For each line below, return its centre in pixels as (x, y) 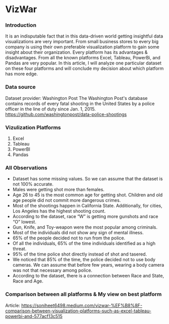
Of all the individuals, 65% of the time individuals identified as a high (84, 243)
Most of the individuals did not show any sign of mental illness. (78, 233)
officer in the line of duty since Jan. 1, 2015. (51, 109)
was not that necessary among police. (52, 270)
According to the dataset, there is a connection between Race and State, (88, 276)
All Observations (26, 168)
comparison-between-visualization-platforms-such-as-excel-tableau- (78, 311)
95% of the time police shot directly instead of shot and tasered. (80, 254)
